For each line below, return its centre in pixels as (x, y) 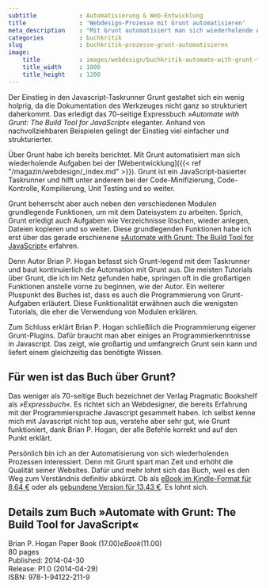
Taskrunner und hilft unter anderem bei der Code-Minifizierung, (112, 180)
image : (19, 52)
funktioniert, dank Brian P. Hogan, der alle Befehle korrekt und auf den (123, 430)
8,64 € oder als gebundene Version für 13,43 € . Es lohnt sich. (108, 487)
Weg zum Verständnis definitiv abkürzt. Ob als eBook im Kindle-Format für (130, 479)
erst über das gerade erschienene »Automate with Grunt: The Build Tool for (131, 237)
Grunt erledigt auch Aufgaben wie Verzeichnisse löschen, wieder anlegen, (129, 220)
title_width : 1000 (62, 67)
